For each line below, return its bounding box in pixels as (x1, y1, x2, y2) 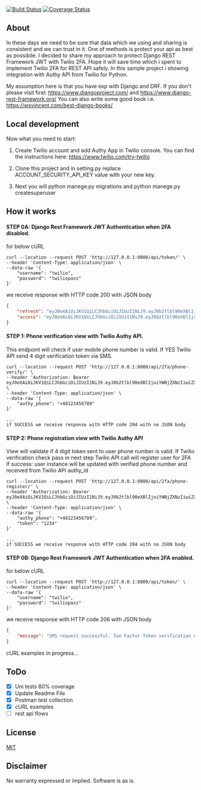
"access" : (17, 314, 42, 320)
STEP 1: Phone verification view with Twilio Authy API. (6, 333, 144, 340)
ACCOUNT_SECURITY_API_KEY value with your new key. (14, 171, 156, 178)
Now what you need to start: (6, 135, 77, 142)
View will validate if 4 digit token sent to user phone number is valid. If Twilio (6, 448, 195, 455)
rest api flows (14, 710, 49, 717)
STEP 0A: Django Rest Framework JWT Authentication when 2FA (6, 223, 172, 231)
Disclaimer (6, 761, 47, 771)
